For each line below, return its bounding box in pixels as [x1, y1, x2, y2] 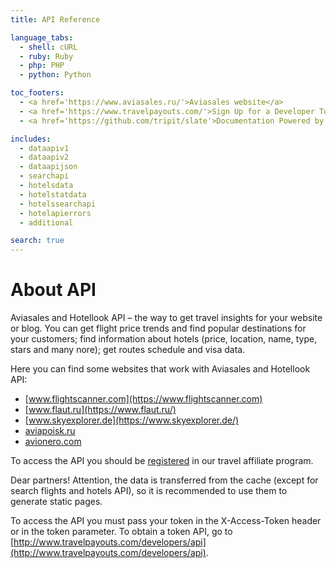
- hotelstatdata [19, 189, 87, 200]
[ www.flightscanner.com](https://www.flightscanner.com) [24, 393, 263, 405]
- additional [19, 217, 74, 228]
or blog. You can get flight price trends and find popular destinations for [10, 322, 307, 335]
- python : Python [19, 70, 92, 80]
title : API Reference [10, 14, 101, 25]
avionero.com [24, 436, 82, 448]
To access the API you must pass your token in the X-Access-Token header [10, 515, 322, 527]
